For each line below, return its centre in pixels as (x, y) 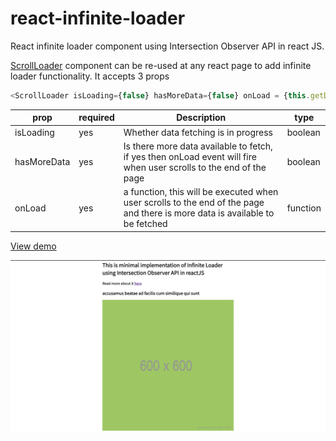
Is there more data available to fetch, (198, 146)
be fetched (145, 224)
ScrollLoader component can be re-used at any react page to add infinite (161, 65)
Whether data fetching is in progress (198, 132)
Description (201, 118)
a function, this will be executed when (201, 192)
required (96, 118)
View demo (33, 246)
